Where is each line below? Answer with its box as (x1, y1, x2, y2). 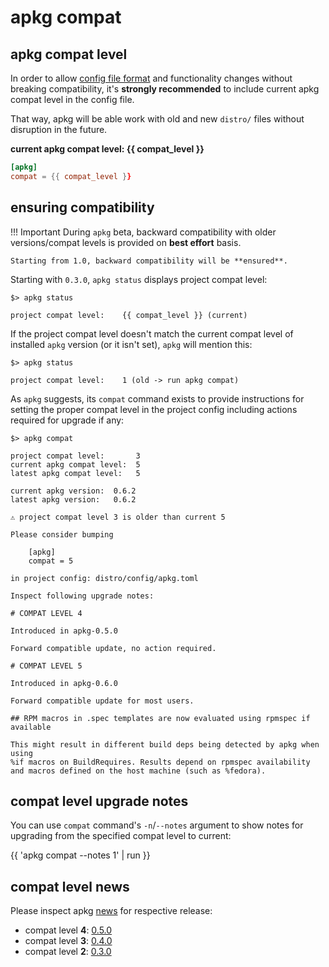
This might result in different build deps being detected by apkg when (10, 739, 320, 750)
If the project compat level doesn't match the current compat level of (10, 327, 294, 340)
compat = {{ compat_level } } (10, 171, 132, 181)
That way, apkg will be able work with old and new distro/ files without (10, 113, 305, 125)
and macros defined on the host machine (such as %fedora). (10, 766, 267, 776)
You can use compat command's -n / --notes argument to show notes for (10, 819, 304, 831)
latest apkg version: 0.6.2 (10, 494, 137, 505)
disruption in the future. (10, 124, 108, 135)
